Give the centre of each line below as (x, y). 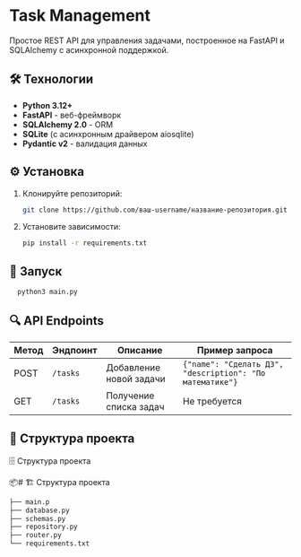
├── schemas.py (38, 518)
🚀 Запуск (36, 271)
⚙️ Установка (47, 172)
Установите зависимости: (71, 227)
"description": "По (224, 373)
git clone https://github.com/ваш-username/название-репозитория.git (155, 210)
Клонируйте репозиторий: (72, 193)
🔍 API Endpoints (57, 321)
